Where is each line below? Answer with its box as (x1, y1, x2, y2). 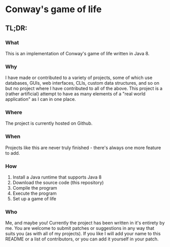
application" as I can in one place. (5, 96, 76, 102)
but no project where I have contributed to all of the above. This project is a (5, 85, 163, 92)
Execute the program (12, 190, 57, 196)
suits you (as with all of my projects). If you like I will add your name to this (5, 231, 161, 237)
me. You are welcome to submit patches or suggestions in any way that (5, 225, 155, 231)
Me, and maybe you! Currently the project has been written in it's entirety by (5, 220, 165, 226)
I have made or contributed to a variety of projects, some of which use (5, 75, 153, 81)
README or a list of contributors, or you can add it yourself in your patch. (5, 236, 159, 242)
